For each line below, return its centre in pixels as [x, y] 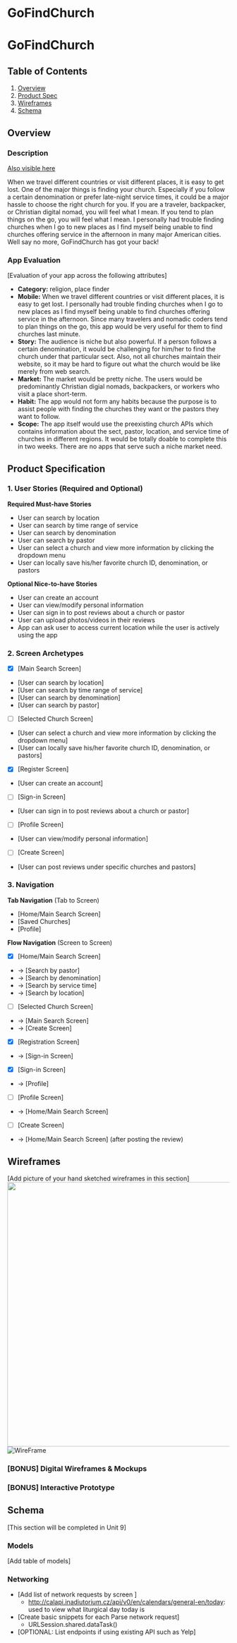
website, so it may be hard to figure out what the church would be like [119, 364]
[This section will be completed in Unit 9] [67, 1527]
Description [28, 153]
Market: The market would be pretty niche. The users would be [110, 379]
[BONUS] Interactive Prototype [61, 1487]
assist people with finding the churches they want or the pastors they [118, 409]
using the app [37, 635]
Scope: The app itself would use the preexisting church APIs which [115, 424]
